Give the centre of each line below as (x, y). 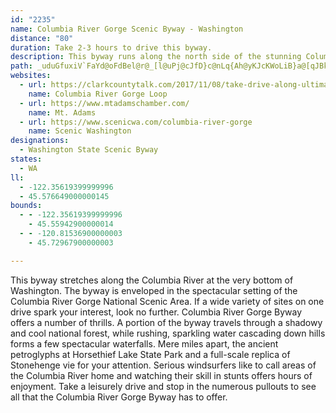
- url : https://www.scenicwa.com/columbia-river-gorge (136, 122)
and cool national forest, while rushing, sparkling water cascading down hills (168, 333)
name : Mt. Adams (62, 112)
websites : (31, 76)
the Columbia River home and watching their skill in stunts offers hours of (161, 375)
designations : (40, 141)
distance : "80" (42, 38)
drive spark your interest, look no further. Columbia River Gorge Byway (156, 312)
